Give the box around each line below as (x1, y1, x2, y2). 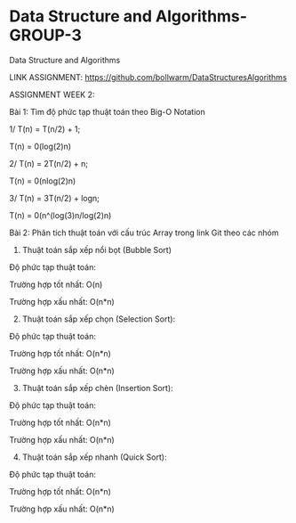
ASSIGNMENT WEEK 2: (9, 89, 95, 100)
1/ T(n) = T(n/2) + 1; (9, 123, 81, 135)
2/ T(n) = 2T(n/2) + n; (9, 158, 89, 168)
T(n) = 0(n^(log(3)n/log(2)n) (9, 209, 112, 220)
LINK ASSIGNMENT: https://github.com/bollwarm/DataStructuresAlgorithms (9, 71, 287, 82)
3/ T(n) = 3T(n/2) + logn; (9, 192, 100, 203)
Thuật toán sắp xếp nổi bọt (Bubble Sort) (21, 244, 172, 255)
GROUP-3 (9, 25, 83, 45)
